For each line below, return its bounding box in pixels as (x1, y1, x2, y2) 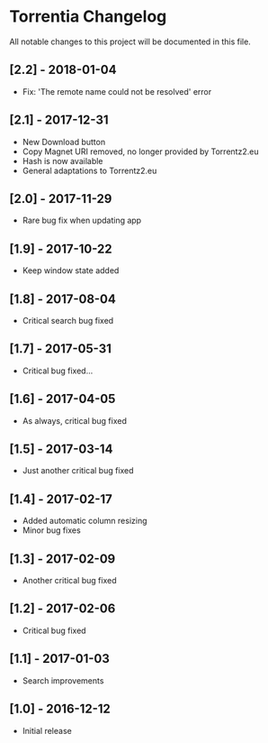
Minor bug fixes (22, 525, 81, 536)
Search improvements (22, 674, 104, 686)
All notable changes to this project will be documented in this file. (9, 36, 252, 47)
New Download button (22, 136, 106, 147)
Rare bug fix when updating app (22, 215, 142, 226)
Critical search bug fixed (22, 316, 114, 326)
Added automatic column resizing (22, 516, 147, 527)
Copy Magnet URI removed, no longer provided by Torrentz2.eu (22, 146, 259, 157)
